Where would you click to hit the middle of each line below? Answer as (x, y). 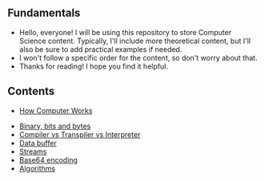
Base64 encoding (48, 159)
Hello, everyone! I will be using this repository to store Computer (125, 32)
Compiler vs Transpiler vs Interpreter (80, 134)
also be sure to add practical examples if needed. (100, 49)
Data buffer (38, 143)
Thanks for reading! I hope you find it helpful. (94, 66)
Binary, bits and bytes (55, 126)
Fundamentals (44, 13)
